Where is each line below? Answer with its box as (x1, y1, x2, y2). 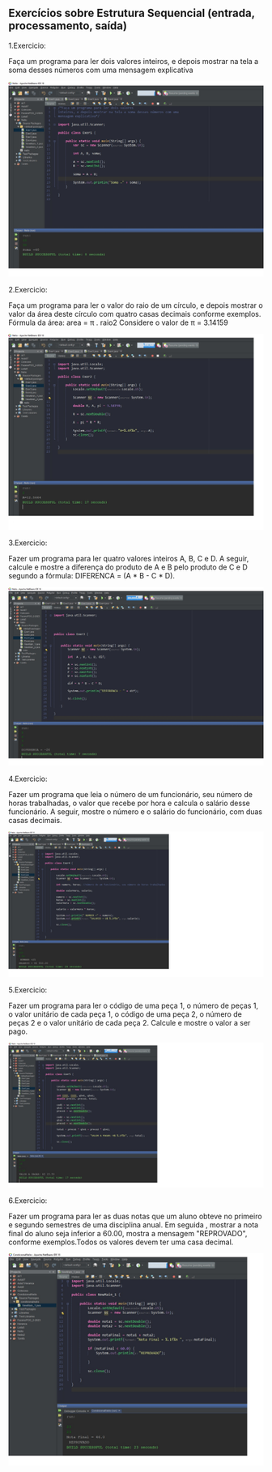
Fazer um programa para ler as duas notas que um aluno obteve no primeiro (8, 1211, 262, 1222)
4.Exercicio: (8, 774, 48, 784)
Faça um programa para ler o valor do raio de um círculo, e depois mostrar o (8, 301, 263, 310)
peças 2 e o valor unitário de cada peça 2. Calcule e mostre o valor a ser (8, 1018, 251, 1027)
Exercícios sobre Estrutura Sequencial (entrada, (8, 6, 255, 20)
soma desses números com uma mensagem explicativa (8, 65, 193, 75)
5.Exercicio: (8, 984, 48, 995)
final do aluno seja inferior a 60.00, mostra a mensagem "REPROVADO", (8, 1229, 248, 1239)
